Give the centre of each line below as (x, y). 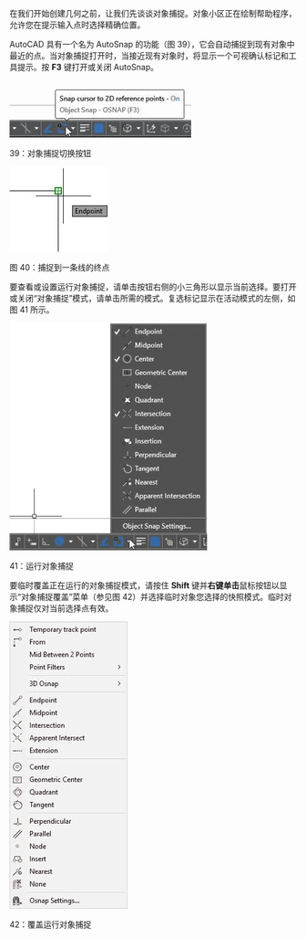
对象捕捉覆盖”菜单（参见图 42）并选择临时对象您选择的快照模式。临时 (153, 597)
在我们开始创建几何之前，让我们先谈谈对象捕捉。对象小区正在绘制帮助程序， (153, 13)
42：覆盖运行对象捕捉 (51, 924)
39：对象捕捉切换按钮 (51, 153)
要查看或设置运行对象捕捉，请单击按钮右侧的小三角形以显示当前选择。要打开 (153, 287)
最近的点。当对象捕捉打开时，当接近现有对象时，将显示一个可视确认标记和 (149, 56)
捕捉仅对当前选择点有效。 (65, 608)
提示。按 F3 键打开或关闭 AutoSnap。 (88, 67)
